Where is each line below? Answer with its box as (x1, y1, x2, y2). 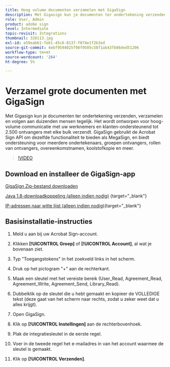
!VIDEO (17, 155, 33, 161)
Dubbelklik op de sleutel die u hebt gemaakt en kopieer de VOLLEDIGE (12, 291, 160, 297)
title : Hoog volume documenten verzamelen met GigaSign (5, 7, 125, 13)
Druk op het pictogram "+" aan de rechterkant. (12, 265, 110, 271)
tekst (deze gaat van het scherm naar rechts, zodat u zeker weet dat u (12, 296, 159, 302)
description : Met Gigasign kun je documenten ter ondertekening (5, 12, 144, 17)
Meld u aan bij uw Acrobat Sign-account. (12, 231, 98, 237)
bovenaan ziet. (12, 246, 44, 252)
